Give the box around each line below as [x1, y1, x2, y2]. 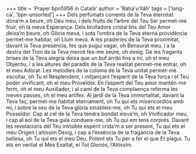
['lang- [168, 5, 185, 12]
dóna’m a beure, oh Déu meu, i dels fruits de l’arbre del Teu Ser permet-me [6, 17, 187, 24]
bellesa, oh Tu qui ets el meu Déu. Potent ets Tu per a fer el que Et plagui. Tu [6, 135, 190, 142]
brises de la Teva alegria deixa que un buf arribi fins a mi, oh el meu [6, 55, 170, 61]
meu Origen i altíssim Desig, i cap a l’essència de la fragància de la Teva [6, 129, 180, 136]
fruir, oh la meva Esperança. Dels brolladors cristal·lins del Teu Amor [6, 23, 171, 30]
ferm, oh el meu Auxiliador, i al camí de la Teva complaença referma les [6, 86, 178, 92]
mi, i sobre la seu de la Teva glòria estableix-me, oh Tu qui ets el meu [6, 104, 173, 111]
